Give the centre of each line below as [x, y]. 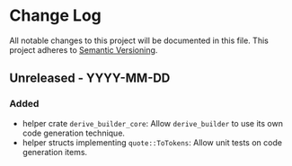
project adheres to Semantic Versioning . [84, 49]
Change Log [55, 16]
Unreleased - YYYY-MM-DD [90, 79]
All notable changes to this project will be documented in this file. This [139, 40]
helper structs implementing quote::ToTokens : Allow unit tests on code [152, 142]
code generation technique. [74, 133]
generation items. [55, 152]
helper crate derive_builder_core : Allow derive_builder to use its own [152, 123]
